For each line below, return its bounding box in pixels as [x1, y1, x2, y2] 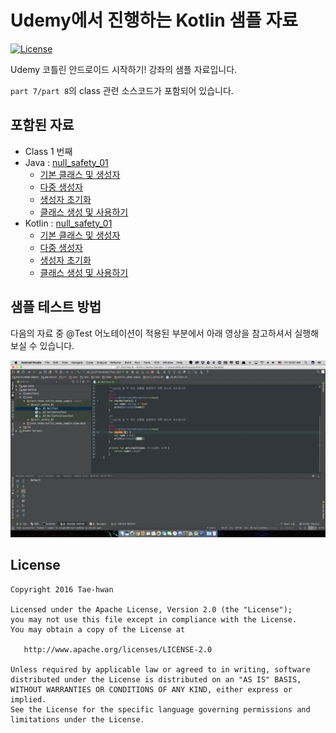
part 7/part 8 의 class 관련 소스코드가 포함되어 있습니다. [10, 84, 234, 96]
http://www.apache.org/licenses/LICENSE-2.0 [23, 644, 213, 655]
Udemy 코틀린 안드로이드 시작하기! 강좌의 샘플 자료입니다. [10, 63, 238, 75]
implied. [10, 694, 47, 705]
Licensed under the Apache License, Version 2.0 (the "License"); [10, 604, 293, 615]
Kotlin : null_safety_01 [24, 217, 113, 229]
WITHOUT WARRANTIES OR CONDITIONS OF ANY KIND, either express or [10, 684, 293, 695]
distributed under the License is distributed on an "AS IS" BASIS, [10, 674, 302, 685]
